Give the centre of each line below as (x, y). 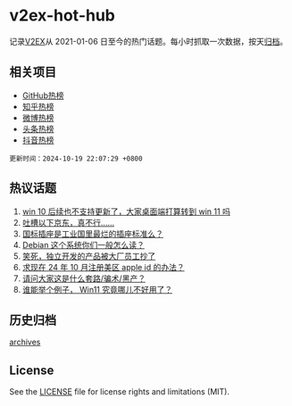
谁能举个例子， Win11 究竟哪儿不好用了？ (97, 289)
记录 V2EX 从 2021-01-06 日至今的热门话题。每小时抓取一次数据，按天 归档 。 (149, 41)
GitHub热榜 (43, 95)
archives (25, 342)
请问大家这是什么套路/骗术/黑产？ (83, 278)
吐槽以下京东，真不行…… (68, 222)
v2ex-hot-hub (63, 16)
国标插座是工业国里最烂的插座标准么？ (92, 234)
